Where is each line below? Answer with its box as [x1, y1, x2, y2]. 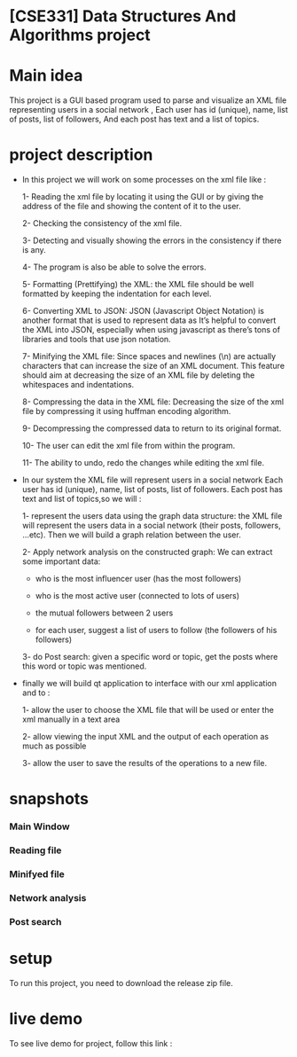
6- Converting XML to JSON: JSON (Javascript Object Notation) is [21, 306, 264, 317]
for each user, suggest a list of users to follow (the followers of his [35, 625, 277, 636]
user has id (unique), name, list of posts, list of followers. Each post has [21, 484, 284, 495]
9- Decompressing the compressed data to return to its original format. [21, 423, 282, 434]
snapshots [9, 789, 90, 809]
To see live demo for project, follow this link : [9, 1037, 173, 1048]
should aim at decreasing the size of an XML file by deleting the [21, 370, 255, 380]
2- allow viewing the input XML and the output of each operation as [21, 732, 269, 742]
